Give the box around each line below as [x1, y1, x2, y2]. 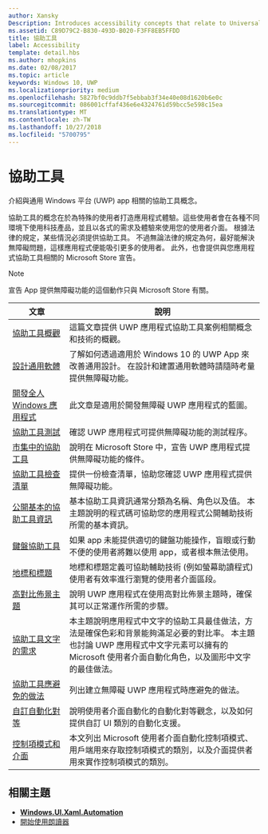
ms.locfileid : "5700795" [8, 130, 91, 138]
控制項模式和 [12, 738, 61, 749]
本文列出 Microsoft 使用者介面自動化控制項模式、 [69, 732, 254, 744]
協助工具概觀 [12, 327, 61, 338]
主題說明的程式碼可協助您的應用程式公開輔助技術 [69, 507, 254, 518]
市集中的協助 [12, 441, 61, 453]
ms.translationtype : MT [8, 109, 88, 117]
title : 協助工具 [8, 34, 57, 42]
